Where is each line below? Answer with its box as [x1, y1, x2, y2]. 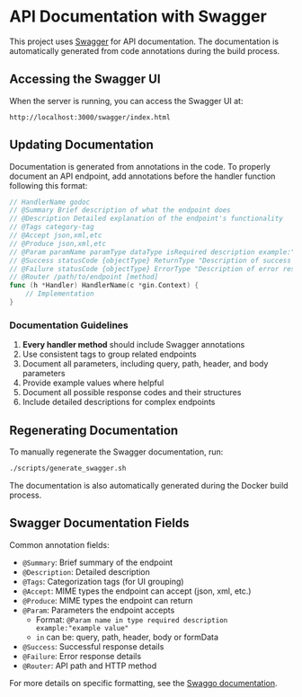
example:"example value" [35, 623, 129, 632]
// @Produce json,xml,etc [9, 239, 106, 248]
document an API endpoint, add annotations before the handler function [9, 171, 276, 181]
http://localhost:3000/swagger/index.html [9, 112, 171, 122]
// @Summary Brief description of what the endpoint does [9, 206, 231, 215]
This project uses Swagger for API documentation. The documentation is [9, 36, 280, 47]
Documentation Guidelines [9, 319, 129, 331]
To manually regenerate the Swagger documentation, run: [9, 446, 224, 457]
